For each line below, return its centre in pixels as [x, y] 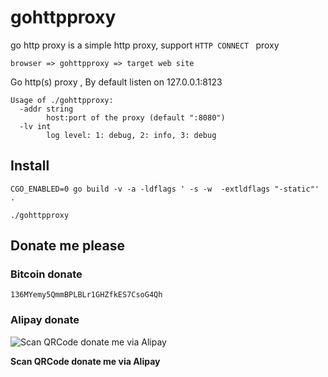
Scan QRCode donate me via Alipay [85, 361]
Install [30, 166]
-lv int [35, 126]
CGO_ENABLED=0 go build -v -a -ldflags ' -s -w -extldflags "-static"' [165, 189]
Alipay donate [45, 320]
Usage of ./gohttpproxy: [62, 100]
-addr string [46, 109]
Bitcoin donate [46, 274]
